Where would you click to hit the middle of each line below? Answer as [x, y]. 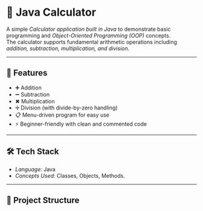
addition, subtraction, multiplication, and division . [68, 48]
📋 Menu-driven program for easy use [62, 115]
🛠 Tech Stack [33, 151]
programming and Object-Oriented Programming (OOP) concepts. [89, 35]
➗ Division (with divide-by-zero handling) [66, 108]
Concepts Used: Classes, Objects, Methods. [70, 175]
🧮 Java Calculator [51, 12]
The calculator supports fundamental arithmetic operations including [92, 42]
